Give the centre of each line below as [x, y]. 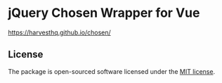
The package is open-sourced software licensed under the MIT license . [112, 71]
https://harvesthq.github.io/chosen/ [59, 32]
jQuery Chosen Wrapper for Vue [104, 13]
